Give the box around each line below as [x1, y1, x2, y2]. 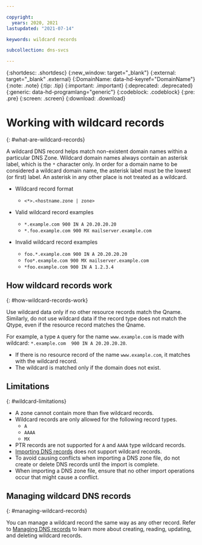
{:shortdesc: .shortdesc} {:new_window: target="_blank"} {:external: [6, 69, 177, 76]
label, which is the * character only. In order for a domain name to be [6, 161, 178, 168]
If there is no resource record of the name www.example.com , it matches [15, 351, 191, 358]
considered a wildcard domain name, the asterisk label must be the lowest [6, 167, 192, 174]
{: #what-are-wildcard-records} [6, 136, 86, 143]
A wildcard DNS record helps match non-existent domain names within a [6, 148, 187, 155]
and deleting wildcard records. [6, 532, 83, 539]
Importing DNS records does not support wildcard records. [15, 448, 162, 455]
